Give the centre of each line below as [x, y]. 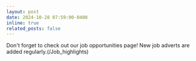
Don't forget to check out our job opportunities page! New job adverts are [98, 45]
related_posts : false [34, 28]
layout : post [23, 12]
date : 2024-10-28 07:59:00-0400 [47, 17]
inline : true [23, 23]
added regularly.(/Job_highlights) [47, 52]
